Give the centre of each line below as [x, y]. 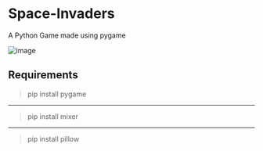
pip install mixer [52, 116]
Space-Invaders [61, 14]
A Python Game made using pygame [67, 35]
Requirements [43, 75]
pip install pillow [53, 138]
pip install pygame [57, 94]
